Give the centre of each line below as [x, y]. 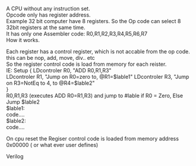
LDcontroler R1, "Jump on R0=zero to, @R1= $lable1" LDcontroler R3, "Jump [98, 77]
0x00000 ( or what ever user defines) [52, 145]
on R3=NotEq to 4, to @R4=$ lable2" [50, 83]
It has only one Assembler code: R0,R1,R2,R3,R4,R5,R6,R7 [77, 34]
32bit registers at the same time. [46, 27]
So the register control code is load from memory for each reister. [86, 64]
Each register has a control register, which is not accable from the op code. [98, 52]
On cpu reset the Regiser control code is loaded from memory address [93, 138]
